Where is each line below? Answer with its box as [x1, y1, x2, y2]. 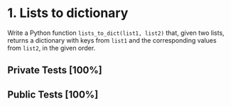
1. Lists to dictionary [7, 5, 129, 21]
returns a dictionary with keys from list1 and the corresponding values [7, 36, 217, 44]
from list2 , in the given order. [7, 43, 96, 52]
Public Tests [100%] [7, 88, 99, 100]
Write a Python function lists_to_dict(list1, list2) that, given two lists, [7, 28, 225, 37]
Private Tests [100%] [7, 64, 102, 76]
